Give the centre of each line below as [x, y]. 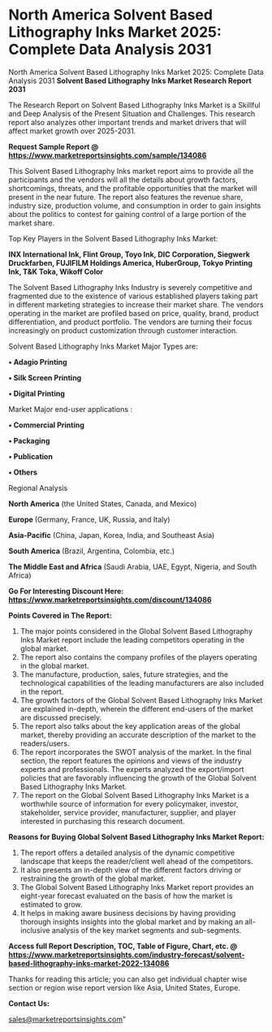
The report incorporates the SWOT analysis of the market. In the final [136, 752]
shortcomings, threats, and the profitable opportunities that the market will [133, 188]
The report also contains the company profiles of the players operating [138, 657]
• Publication [30, 456]
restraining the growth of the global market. [93, 878]
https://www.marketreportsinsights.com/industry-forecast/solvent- [127, 954]
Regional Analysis [38, 488]
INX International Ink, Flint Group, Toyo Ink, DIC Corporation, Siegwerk [129, 254]
